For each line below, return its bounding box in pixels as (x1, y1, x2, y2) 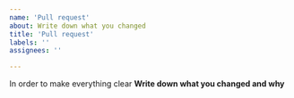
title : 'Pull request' (9, 29, 94, 38)
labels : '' (9, 37, 50, 47)
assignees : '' (9, 46, 63, 55)
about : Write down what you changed (9, 21, 146, 30)
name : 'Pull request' (9, 12, 91, 22)
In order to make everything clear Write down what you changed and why (9, 78, 285, 89)
